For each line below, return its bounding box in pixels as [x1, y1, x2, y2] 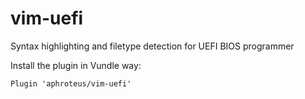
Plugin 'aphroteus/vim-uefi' [10, 78, 132, 89]
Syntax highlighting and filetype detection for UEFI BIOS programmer [10, 40, 295, 52]
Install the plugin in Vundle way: [10, 59, 142, 71]
